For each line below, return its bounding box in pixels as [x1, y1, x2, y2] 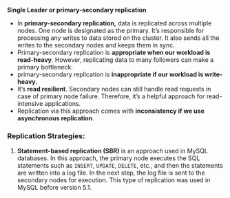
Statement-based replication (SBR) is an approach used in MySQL [17, 147, 209, 155]
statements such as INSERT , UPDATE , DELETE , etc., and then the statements [17, 162, 224, 170]
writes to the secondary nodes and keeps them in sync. [17, 41, 176, 49]
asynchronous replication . [17, 114, 94, 122]
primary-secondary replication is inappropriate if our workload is [17, 70, 204, 78]
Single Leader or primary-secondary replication [7, 6, 147, 14]
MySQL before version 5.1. [17, 184, 92, 192]
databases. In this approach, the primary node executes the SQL [17, 154, 200, 162]
